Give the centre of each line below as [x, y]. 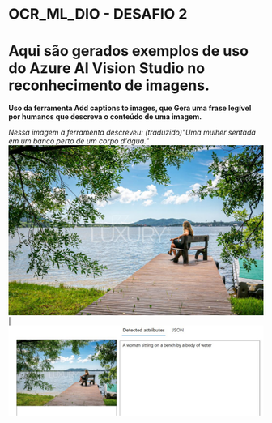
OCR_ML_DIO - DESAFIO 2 [98, 14]
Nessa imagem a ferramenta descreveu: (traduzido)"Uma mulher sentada [132, 132]
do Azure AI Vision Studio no [106, 68]
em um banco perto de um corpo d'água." [79, 141]
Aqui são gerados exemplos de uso [129, 51]
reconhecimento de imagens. [109, 85]
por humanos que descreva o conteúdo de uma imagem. [105, 117]
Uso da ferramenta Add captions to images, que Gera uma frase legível [130, 108]
